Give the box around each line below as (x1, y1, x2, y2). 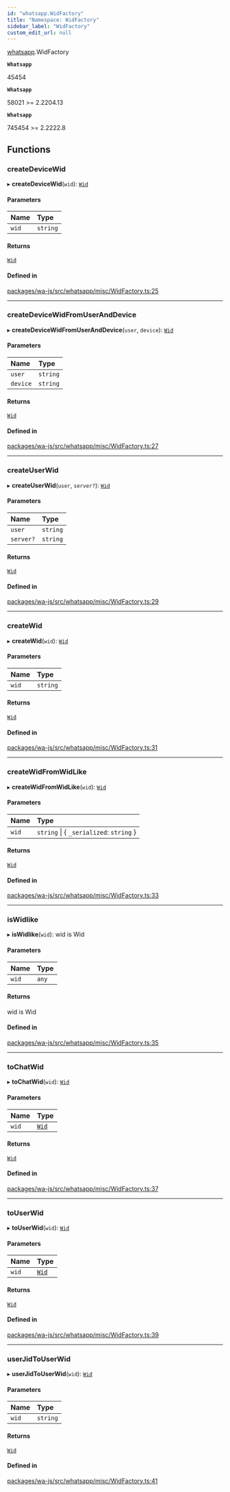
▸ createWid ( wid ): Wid (7, 637, 68, 645)
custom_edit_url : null (7, 29, 72, 36)
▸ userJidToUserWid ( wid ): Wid (7, 1370, 92, 1378)
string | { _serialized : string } (36, 827, 137, 837)
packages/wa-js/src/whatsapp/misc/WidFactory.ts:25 (7, 286, 159, 295)
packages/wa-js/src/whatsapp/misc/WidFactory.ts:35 (7, 1039, 159, 1047)
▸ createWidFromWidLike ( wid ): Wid (7, 783, 107, 791)
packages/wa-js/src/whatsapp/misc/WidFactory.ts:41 (7, 1476, 158, 1484)
